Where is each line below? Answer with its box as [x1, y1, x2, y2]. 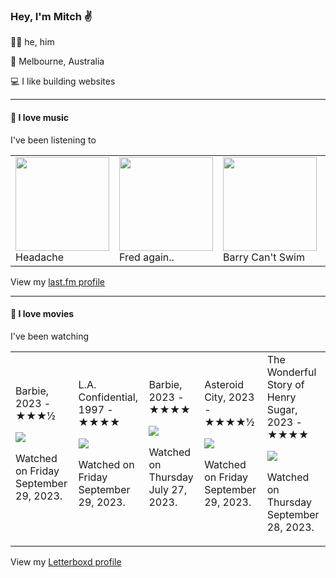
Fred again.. [119, 250, 175, 264]
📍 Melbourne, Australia [10, 55, 105, 68]
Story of [266, 377, 305, 391]
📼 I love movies [10, 308, 75, 320]
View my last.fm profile [10, 275, 105, 288]
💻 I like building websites [10, 75, 116, 88]
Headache [15, 250, 65, 264]
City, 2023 [204, 390, 255, 404]
